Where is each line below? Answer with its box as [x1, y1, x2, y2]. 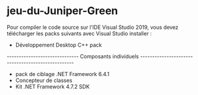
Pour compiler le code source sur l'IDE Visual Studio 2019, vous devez [7, 24, 179, 31]
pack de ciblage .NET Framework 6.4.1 [15, 70, 109, 77]
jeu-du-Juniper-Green [7, 4, 118, 18]
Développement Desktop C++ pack [15, 41, 102, 48]
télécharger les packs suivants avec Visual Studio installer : [7, 30, 152, 37]
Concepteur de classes [15, 77, 73, 84]
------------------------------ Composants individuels [7, 53, 139, 60]
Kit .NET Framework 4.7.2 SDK [15, 83, 90, 90]
